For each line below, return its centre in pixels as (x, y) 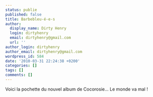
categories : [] (21, 65)
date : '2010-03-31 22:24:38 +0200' (43, 61)
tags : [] (14, 70)
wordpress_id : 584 (24, 56)
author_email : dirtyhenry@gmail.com (44, 51)
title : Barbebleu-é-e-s (30, 19)
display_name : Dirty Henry (38, 28)
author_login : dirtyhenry (32, 47)
